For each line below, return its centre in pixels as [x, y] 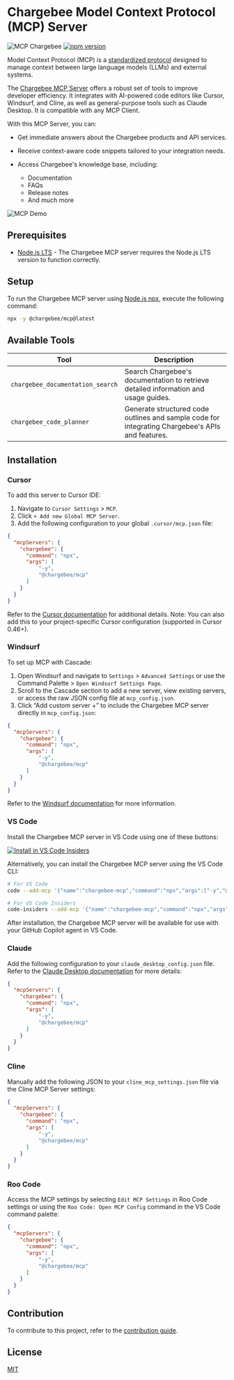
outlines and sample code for [172, 417]
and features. [146, 435]
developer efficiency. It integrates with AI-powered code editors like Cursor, [116, 95]
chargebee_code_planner [50, 422]
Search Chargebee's [158, 371]
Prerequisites [37, 235]
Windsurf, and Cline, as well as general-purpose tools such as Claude [107, 102]
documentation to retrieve [167, 381]
